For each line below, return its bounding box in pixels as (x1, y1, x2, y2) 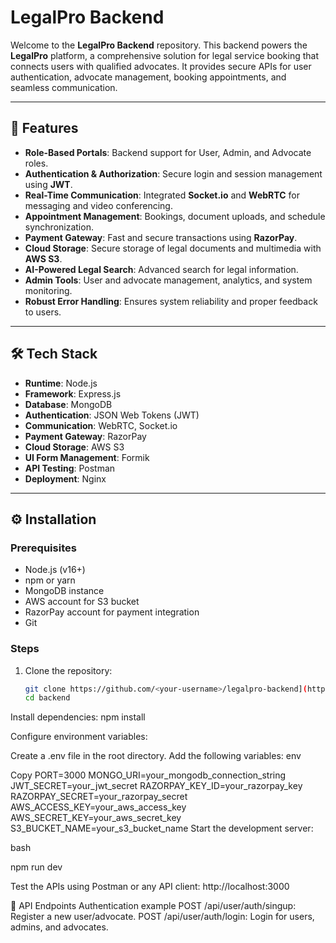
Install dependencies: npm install (10, 711, 146, 723)
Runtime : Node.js (24, 377, 98, 389)
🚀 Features (10, 120, 79, 137)
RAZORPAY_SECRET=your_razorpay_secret (10, 791, 188, 803)
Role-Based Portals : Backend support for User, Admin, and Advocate (24, 146, 312, 158)
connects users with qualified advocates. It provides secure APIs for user (10, 60, 312, 72)
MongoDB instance (24, 585, 105, 597)
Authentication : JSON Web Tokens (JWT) (24, 409, 200, 421)
